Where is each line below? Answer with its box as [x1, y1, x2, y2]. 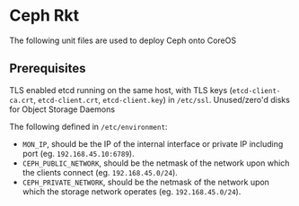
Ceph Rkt [9, 5, 79, 26]
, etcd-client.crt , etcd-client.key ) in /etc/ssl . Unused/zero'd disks [32, 94, 290, 105]
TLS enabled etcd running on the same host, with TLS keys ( [9, 84, 233, 95]
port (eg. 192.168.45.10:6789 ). [22, 148, 135, 159]
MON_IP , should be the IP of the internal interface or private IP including [22, 138, 284, 149]
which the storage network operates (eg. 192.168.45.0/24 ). [22, 185, 242, 197]
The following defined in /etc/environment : [9, 121, 168, 132]
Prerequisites [9, 61, 86, 76]
